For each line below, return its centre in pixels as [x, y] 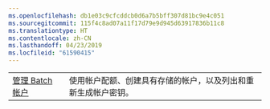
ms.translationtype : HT [48, 30]
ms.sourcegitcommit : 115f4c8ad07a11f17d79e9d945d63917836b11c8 [117, 23]
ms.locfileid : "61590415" [51, 53]
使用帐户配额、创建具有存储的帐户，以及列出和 [157, 81]
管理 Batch [33, 81]
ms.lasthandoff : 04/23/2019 [55, 46]
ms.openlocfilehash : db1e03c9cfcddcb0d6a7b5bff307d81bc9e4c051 [117, 16]
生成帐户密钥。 [105, 93]
